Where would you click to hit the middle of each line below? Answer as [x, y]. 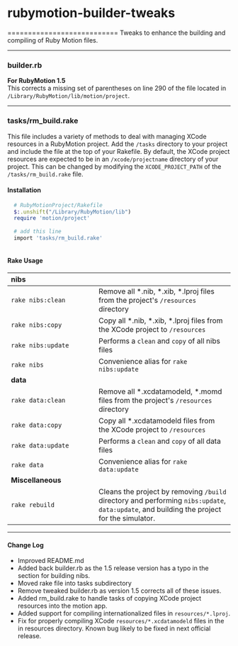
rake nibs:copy [36, 325]
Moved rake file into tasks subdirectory [75, 584]
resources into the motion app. [62, 606]
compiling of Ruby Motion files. [53, 40]
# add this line [38, 232]
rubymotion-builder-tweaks [91, 13]
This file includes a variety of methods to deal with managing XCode [107, 136]
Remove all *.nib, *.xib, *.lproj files [157, 291]
